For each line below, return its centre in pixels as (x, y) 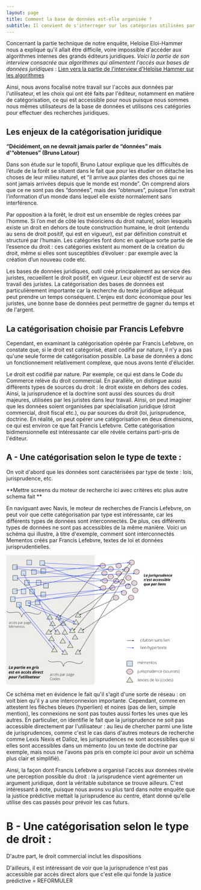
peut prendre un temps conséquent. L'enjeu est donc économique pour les (99, 297)
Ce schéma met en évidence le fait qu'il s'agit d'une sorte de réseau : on (96, 694)
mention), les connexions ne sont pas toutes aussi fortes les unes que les (97, 713)
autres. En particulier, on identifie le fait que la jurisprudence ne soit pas (95, 720)
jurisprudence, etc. (29, 478)
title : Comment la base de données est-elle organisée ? (79, 19)
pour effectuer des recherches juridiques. (58, 113)
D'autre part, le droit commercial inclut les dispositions (74, 856)
